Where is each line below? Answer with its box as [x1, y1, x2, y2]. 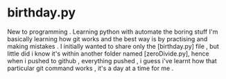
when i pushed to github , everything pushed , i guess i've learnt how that [7, 56, 217, 65]
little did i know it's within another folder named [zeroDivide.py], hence [7, 49, 209, 58]
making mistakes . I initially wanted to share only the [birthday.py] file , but [7, 42, 220, 50]
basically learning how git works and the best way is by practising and [7, 34, 208, 43]
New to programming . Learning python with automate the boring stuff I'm [7, 27, 218, 36]
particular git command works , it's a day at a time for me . [7, 64, 174, 72]
